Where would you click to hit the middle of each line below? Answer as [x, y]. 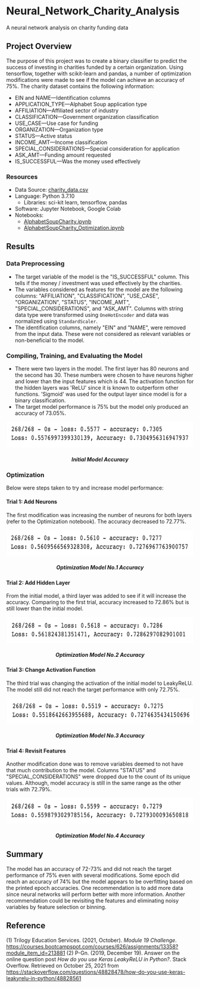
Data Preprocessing [35, 264]
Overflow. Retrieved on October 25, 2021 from [62, 965]
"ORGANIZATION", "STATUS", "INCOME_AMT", [72, 302]
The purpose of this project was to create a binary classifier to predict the [97, 60]
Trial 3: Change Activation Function [51, 670]
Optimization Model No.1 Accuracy [100, 568]
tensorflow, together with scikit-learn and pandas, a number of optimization [99, 74]
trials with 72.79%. [29, 790]
